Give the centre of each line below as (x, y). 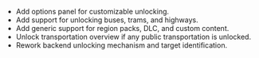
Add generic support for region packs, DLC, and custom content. (122, 28)
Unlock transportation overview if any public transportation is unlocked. (133, 37)
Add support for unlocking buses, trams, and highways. (107, 20)
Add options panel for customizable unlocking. (92, 12)
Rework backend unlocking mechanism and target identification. (122, 45)
